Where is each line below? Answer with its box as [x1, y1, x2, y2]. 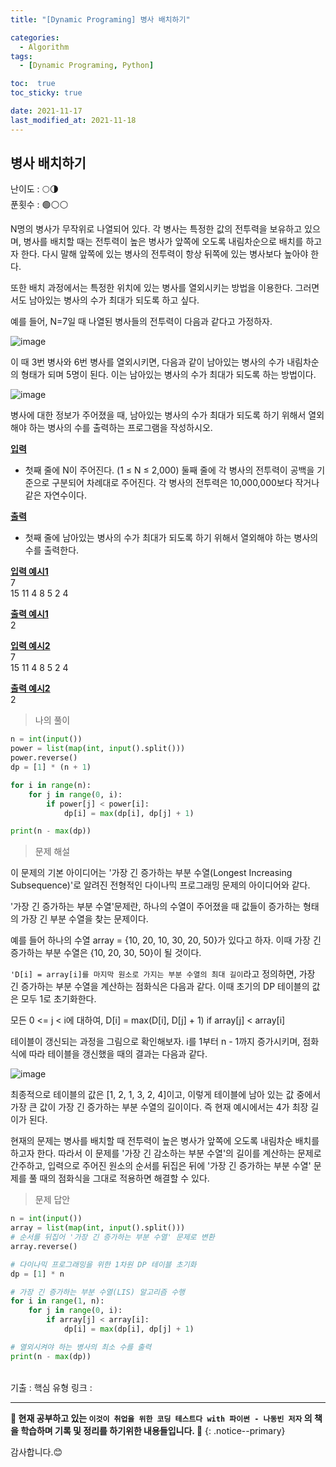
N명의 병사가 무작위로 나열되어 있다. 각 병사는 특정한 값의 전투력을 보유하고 [10, 223, 303, 235]
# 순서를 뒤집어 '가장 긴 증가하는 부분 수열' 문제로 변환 [10, 1232, 215, 1243]
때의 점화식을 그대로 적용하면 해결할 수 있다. [39, 1172, 210, 1185]
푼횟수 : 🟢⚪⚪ [10, 199, 69, 211]
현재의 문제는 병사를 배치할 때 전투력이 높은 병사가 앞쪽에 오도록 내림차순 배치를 [10, 1135, 320, 1147]
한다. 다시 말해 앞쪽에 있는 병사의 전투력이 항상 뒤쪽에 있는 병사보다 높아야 [20, 248, 309, 260]
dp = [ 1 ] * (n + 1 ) [10, 762, 92, 773]
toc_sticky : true [10, 88, 83, 98]
